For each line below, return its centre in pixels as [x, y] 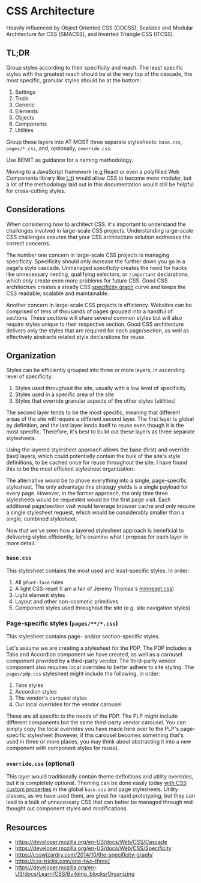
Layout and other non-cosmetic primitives [67, 601]
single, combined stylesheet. [42, 519]
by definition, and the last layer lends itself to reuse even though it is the [95, 426]
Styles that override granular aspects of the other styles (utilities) [95, 401]
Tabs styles [29, 685]
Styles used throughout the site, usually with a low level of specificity [100, 388]
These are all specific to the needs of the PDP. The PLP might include [92, 716]
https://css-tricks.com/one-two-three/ [62, 861]
